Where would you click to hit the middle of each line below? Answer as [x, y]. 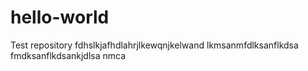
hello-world [60, 17]
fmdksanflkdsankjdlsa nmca [68, 55]
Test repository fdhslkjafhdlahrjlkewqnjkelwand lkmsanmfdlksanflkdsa [154, 45]
